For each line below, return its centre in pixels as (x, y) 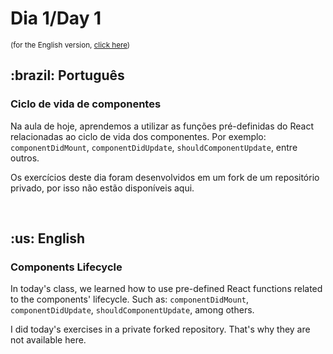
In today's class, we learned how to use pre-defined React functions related (166, 289)
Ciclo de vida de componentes (86, 104)
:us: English (48, 238)
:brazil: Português (67, 75)
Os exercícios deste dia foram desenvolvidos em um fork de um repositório (165, 177)
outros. (25, 158)
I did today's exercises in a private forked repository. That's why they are (160, 329)
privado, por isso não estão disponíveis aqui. (102, 188)
